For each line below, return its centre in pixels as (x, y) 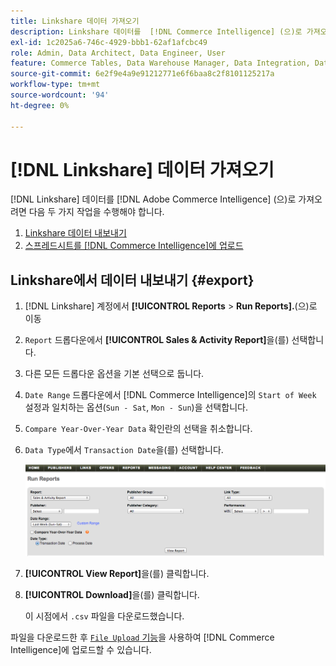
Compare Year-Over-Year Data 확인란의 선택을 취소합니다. (138, 429)
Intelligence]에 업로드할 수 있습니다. (81, 650)
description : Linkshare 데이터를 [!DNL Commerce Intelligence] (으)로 (156, 31)
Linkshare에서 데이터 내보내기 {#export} (132, 280)
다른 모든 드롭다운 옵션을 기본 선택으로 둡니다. (114, 374)
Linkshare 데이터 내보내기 (75, 233)
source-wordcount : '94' (60, 95)
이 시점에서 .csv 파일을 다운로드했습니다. (104, 616)
